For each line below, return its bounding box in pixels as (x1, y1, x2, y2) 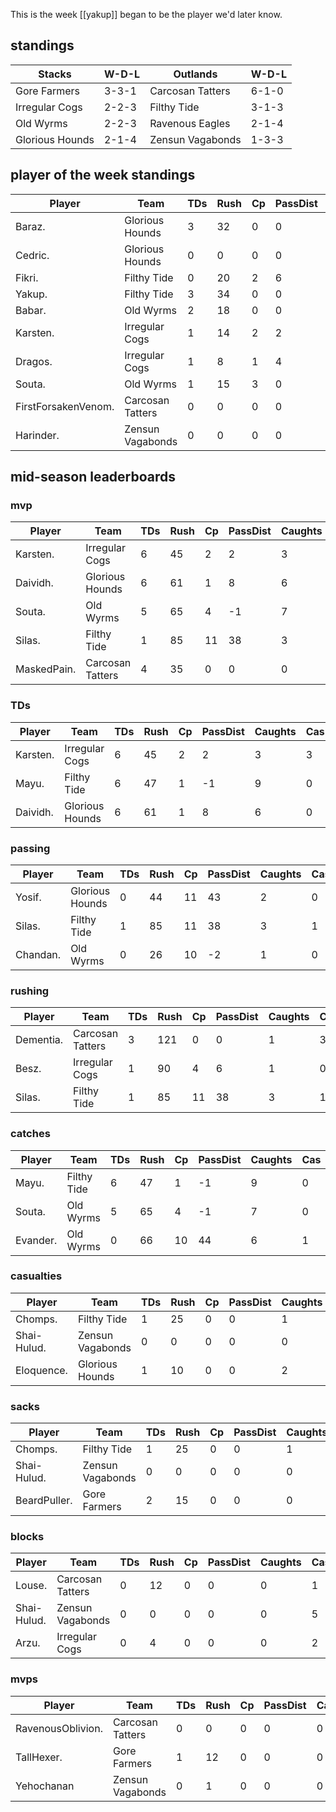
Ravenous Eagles (149, 116, 231, 130)
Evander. (15, 1233, 58, 1247)
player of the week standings (10, 167, 196, 184)
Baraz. (15, 219, 46, 233)
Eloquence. (15, 1363, 68, 1377)
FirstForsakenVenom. (15, 399, 115, 413)
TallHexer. (15, 1750, 63, 1764)
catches (10, 1127, 51, 1141)
